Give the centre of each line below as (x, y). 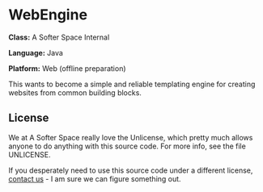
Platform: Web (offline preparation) (68, 68)
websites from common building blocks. (75, 92)
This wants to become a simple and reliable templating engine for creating (132, 84)
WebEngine (48, 15)
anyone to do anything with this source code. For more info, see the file (127, 146)
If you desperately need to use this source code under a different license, (131, 170)
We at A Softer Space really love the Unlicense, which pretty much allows (131, 137)
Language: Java (36, 52)
